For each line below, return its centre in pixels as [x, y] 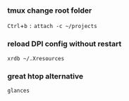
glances [19, 90]
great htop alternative [45, 76]
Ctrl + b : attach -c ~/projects [52, 26]
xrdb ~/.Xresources [36, 58]
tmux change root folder [50, 11]
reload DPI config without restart [64, 44]
